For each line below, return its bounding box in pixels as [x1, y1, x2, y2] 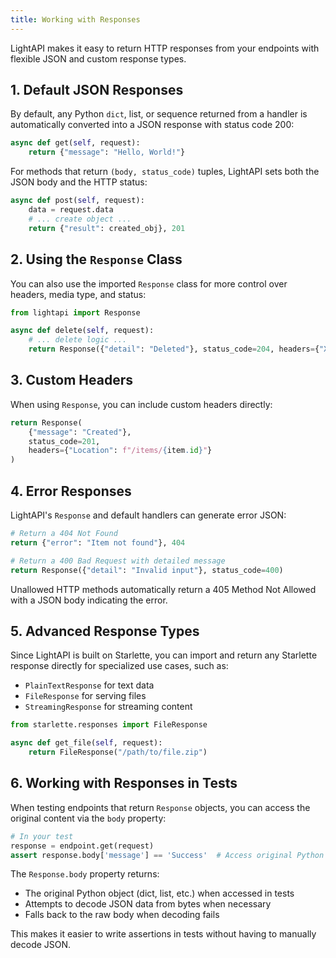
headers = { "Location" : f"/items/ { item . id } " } [28, 446, 213, 456]
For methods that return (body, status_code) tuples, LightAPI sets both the [10, 166, 320, 178]
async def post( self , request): [10, 196, 145, 206]
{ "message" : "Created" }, [28, 427, 132, 437]
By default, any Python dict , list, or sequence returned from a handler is [10, 108, 308, 120]
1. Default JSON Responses [10, 82, 184, 99]
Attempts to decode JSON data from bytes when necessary [24, 898, 272, 910]
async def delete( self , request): [10, 326, 155, 336]
